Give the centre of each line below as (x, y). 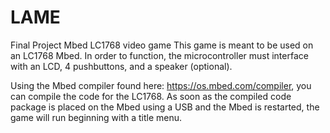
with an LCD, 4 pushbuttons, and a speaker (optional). (121, 66)
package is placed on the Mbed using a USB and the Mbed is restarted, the (165, 107)
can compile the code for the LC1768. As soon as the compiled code (151, 96)
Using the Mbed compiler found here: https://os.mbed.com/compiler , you (161, 85)
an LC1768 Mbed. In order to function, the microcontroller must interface (159, 55)
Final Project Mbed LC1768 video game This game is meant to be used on (162, 45)
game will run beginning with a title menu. (96, 117)
